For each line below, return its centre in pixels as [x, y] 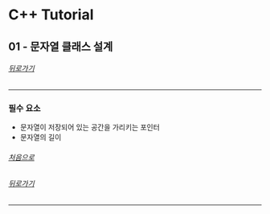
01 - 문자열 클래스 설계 [61, 46]
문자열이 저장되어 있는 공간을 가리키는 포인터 [90, 127]
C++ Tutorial [51, 15]
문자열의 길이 [41, 138]
